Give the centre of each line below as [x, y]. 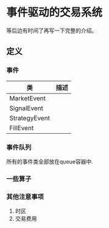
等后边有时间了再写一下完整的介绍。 [52, 30]
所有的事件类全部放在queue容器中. [50, 161]
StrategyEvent [30, 118]
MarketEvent [28, 98]
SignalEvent [26, 108]
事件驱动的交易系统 [54, 12]
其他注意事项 [25, 196]
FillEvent [22, 128]
